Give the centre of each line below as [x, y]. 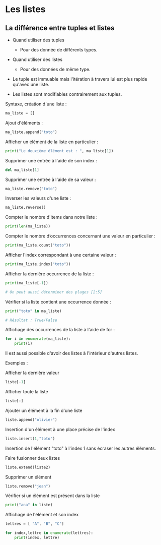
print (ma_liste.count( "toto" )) [38, 246]
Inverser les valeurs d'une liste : [38, 198]
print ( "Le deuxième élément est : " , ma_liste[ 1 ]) [59, 151]
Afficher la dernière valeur [32, 373]
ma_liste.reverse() [26, 208]
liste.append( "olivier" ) [31, 419]
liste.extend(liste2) [28, 467]
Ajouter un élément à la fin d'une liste [44, 410]
